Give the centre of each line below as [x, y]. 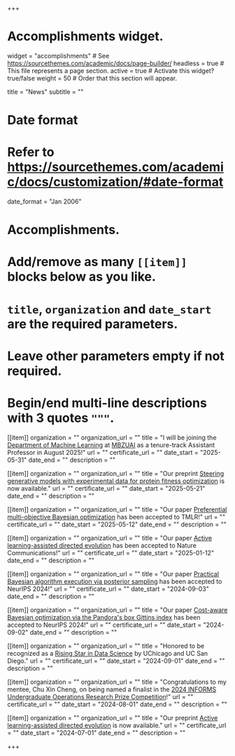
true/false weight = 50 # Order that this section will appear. [92, 78]
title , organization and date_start [109, 309]
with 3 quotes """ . [61, 418]
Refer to [31, 152]
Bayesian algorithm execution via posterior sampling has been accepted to [115, 581]
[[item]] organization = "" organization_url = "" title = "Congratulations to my [117, 682]
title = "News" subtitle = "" [45, 91]
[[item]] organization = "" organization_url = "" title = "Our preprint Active [113, 717]
